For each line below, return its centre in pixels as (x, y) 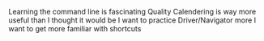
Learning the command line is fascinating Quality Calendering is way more (132, 12)
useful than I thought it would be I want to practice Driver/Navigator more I (132, 20)
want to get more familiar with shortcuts (75, 29)
